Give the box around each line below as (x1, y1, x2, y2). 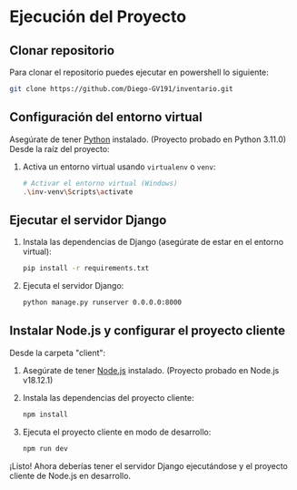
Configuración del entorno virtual (9, 109, 203, 125)
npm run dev (22, 444, 68, 453)
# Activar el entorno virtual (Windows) (22, 179, 178, 188)
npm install (22, 410, 68, 419)
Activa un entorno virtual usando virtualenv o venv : (22, 161, 216, 172)
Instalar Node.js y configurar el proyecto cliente (9, 323, 286, 339)
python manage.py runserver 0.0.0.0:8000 (22, 298, 182, 307)
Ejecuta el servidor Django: (22, 281, 124, 291)
